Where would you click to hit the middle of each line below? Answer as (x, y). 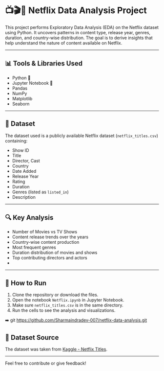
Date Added (24, 171)
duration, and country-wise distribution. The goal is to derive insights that (79, 38)
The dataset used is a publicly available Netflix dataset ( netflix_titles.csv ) (82, 136)
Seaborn (21, 104)
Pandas (20, 88)
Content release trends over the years (50, 237)
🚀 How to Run (26, 283)
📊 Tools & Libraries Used (44, 63)
